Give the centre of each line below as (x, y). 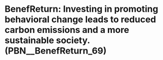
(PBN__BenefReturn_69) (56, 51)
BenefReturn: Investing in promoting (81, 9)
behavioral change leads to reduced (81, 19)
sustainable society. (47, 41)
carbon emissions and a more (67, 30)
